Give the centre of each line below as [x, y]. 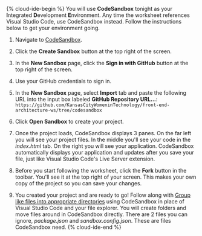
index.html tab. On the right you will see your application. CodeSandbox [104, 146]
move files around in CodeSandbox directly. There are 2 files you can [101, 214]
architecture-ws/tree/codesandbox [58, 110]
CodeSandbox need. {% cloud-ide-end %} [68, 227]
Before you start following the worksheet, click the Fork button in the [101, 171]
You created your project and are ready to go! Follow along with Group [103, 195]
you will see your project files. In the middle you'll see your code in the [103, 139]
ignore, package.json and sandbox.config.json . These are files [93, 221]
